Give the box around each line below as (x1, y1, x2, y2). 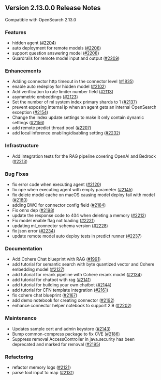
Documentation (5, 245, 43, 252)
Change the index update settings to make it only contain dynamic (12, 115, 144, 120)
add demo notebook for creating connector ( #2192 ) (12, 297, 115, 303)
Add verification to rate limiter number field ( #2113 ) (12, 89, 114, 95)
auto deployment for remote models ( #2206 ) (12, 45, 102, 51)
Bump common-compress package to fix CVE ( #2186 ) (12, 331, 120, 337)
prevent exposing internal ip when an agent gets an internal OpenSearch (12, 104, 157, 110)
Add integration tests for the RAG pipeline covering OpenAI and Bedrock (12, 153, 156, 159)
